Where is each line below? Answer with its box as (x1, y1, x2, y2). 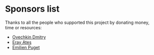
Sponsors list (5, 3, 60, 15)
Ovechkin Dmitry (12, 34, 46, 40)
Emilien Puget (12, 44, 40, 50)
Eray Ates (12, 39, 32, 45)
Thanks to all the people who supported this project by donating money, (5, 19, 150, 25)
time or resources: (5, 24, 42, 30)
